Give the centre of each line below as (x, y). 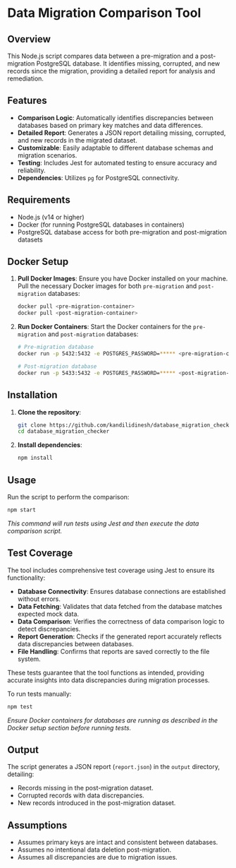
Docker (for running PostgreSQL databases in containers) (101, 225)
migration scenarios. (47, 155)
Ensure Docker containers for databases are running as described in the (113, 720)
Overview (29, 39)
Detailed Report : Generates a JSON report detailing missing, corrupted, (122, 133)
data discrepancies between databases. (75, 643)
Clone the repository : (49, 412)
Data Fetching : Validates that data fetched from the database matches (120, 606)
